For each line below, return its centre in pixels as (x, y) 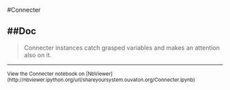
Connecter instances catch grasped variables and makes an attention (122, 48)
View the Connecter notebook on (46, 74)
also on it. (38, 55)
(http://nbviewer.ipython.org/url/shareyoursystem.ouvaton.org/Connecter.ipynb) (101, 80)
